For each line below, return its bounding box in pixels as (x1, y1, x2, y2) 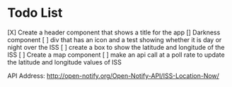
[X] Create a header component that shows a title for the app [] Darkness (7, 28, 221, 36)
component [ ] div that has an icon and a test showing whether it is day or (7, 35, 222, 43)
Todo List (7, 5, 63, 21)
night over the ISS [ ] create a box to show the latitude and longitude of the (7, 43, 225, 51)
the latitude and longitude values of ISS (7, 58, 122, 66)
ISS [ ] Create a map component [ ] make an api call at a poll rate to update (7, 51, 225, 59)
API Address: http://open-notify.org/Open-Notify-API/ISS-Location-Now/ (7, 72, 219, 80)
